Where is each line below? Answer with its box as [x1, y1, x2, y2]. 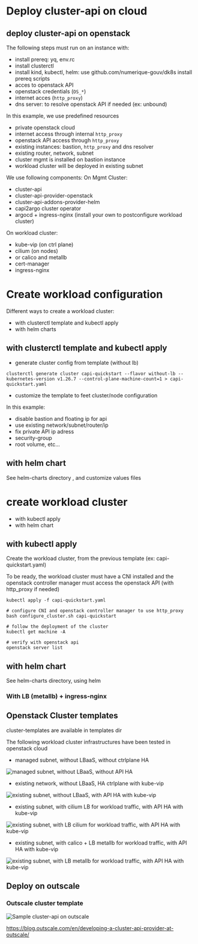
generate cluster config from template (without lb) [14, 359, 139, 366]
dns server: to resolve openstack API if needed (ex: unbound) [14, 101, 167, 108]
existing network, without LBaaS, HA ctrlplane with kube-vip [14, 780, 164, 787]
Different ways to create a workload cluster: [6, 307, 115, 314]
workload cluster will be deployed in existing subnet [14, 163, 143, 169]
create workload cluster [6, 495, 128, 509]
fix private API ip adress [14, 427, 74, 435]
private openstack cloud [14, 124, 75, 131]
